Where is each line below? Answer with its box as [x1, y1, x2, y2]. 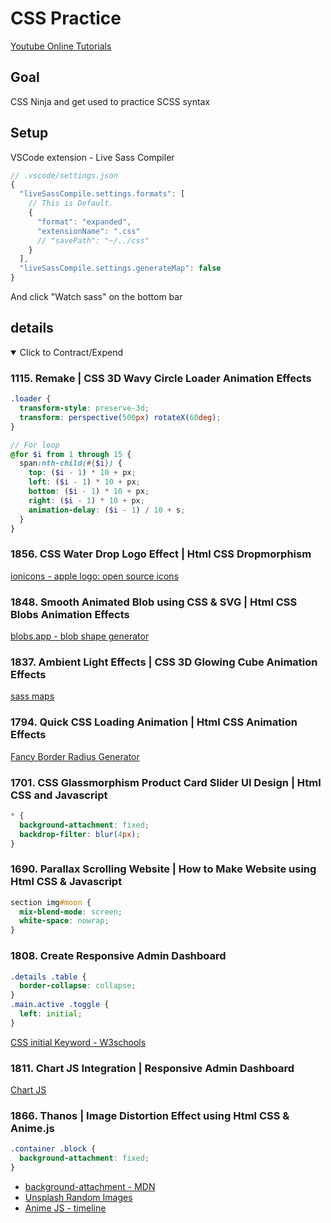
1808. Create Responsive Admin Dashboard [10, 949, 227, 963]
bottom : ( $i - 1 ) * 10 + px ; [28, 487, 150, 497]
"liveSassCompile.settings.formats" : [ [19, 189, 186, 199]
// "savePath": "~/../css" [36, 235, 150, 246]
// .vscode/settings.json [10, 170, 118, 181]
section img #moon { [10, 897, 92, 907]
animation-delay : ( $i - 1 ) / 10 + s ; [28, 505, 186, 515]
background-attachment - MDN [24, 1180, 156, 1192]
